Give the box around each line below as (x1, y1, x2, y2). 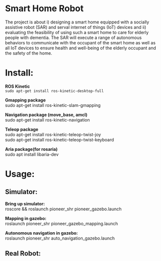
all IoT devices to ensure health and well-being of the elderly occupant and (5, 45, 157, 51)
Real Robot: (5, 249, 41, 258)
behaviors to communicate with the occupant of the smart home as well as (5, 40, 156, 45)
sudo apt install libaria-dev (5, 151, 59, 157)
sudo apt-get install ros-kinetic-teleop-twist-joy (5, 131, 101, 137)
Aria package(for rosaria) (5, 146, 58, 152)
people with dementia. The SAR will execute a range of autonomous (5, 35, 142, 40)
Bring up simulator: (5, 201, 45, 206)
